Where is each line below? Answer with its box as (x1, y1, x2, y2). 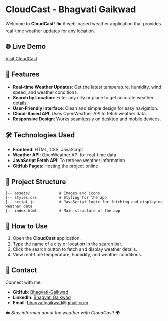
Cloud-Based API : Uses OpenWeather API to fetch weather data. (12, 110, 147, 116)
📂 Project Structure (5, 177, 66, 186)
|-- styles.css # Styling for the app (5, 195, 107, 200)
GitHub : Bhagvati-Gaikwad (12, 289, 69, 295)
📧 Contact (5, 266, 37, 275)
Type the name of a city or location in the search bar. (12, 240, 122, 247)
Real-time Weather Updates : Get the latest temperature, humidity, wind (12, 84, 162, 90)
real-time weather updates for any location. (5, 28, 95, 34)
